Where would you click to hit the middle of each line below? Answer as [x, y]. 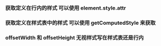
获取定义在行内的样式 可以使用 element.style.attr [66, 8]
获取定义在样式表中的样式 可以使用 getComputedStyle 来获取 [80, 23]
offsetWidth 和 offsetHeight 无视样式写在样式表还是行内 [74, 37]
